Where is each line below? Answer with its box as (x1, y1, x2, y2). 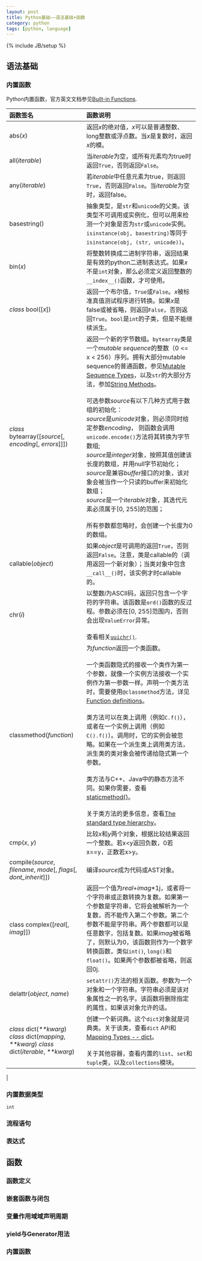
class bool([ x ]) (9, 305, 51, 313)
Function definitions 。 (86, 696, 148, 704)
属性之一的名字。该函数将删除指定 (92, 994, 189, 1002)
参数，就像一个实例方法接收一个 (92, 669, 183, 677)
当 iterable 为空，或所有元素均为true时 (86, 152, 191, 160)
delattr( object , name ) (9, 989, 69, 997)
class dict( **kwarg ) (9, 1025, 67, 1033)
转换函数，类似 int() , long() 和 (86, 947, 172, 955)
